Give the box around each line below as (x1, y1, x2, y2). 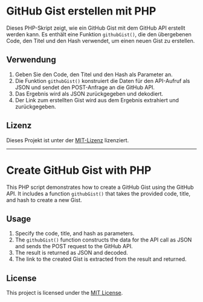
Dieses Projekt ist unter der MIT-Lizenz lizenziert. (6, 136, 129, 143)
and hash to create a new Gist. (6, 196, 83, 203)
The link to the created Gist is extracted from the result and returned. (14, 255, 187, 263)
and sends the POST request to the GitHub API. (14, 243, 133, 250)
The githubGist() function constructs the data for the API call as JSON (14, 236, 192, 243)
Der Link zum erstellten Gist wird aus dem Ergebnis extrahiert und (14, 96, 179, 103)
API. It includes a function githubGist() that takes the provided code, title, (6, 189, 191, 197)
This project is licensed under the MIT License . (6, 289, 123, 297)
